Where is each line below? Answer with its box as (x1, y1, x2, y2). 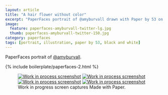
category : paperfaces (5, 36, 51, 41)
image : (5, 21, 19, 27)
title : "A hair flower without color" (5, 12, 87, 17)
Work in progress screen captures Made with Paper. (18, 84, 126, 90)
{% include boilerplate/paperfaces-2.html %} (5, 63, 99, 69)
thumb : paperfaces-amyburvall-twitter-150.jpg (10, 31, 109, 36)
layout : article (5, 7, 39, 13)
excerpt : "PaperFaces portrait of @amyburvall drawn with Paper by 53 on (5, 17, 163, 22)
